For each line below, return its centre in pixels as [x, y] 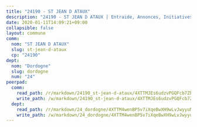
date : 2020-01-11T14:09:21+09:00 [47, 22]
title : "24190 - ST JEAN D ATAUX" [48, 11]
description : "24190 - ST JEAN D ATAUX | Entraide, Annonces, [84, 17]
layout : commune [26, 33]
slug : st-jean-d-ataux [39, 50]
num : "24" [23, 77]
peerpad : [17, 83]
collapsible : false [30, 28]
